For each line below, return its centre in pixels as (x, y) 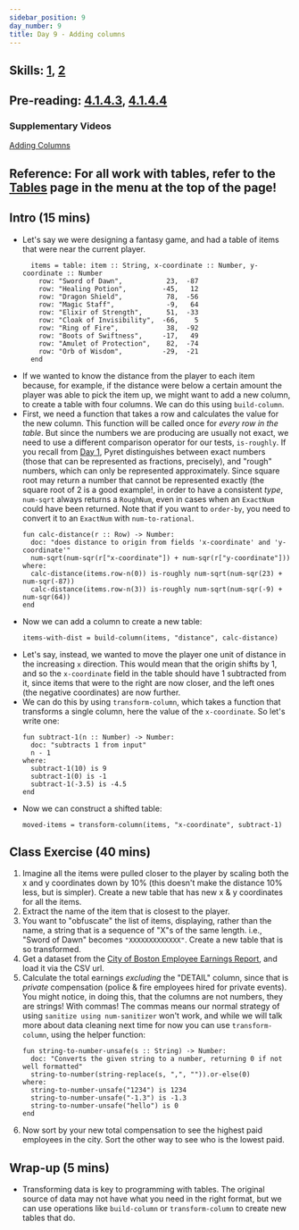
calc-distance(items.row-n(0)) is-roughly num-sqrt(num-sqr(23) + (157, 573)
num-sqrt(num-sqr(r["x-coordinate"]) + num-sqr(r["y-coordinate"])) (161, 558)
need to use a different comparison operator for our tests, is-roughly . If (154, 442)
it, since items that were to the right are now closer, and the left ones (148, 682)
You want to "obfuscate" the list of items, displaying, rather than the (147, 921)
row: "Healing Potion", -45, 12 (119, 289)
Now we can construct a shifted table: (92, 808)
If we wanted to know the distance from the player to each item (138, 375)
